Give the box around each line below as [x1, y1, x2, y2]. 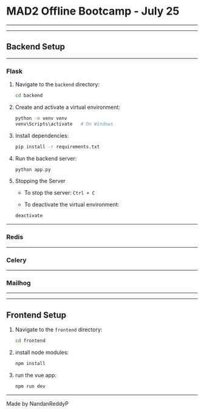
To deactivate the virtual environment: [24, 201, 120, 208]
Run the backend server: [15, 154, 77, 162]
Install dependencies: [15, 132, 69, 139]
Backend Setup [6, 41, 66, 52]
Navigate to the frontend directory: [15, 326, 103, 333]
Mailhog [6, 279, 32, 287]
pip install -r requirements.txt [15, 144, 100, 150]
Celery [6, 255, 27, 264]
